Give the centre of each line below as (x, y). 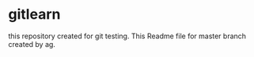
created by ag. (32, 44)
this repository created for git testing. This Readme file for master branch (127, 36)
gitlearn (34, 14)
